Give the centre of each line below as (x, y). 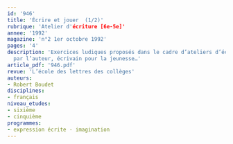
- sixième (21, 110)
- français (23, 98)
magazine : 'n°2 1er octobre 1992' (57, 39)
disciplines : (26, 91)
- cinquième (24, 116)
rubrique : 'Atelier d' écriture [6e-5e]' (67, 26)
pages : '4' (23, 46)
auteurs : (20, 78)
